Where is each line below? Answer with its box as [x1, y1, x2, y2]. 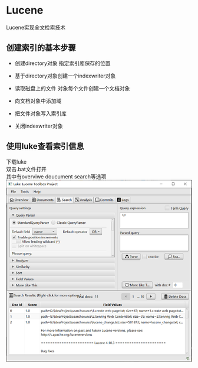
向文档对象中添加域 [14, 97, 62, 104]
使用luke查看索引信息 [6, 141, 84, 151]
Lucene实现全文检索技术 [6, 24, 66, 31]
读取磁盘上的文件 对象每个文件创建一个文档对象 [14, 84, 130, 92]
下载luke [6, 158, 27, 165]
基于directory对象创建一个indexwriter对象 [14, 72, 116, 79]
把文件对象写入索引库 [14, 110, 67, 117]
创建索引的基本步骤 [6, 43, 76, 53]
